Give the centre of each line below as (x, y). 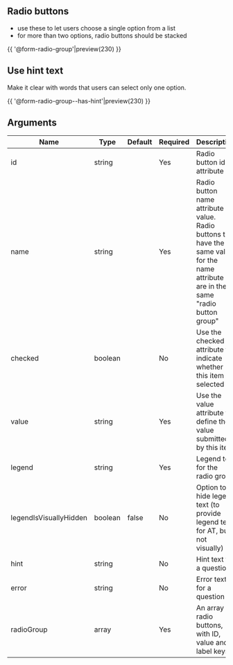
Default (140, 142)
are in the (212, 286)
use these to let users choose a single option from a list (96, 28)
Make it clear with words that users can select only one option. (97, 87)
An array (210, 608)
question (211, 597)
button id (211, 162)
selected (210, 384)
